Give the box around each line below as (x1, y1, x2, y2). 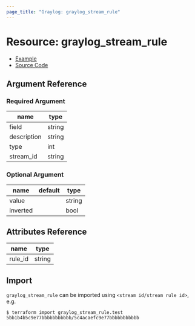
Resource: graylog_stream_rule (6, 34, 168, 48)
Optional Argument (6, 171, 64, 179)
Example (15, 55, 38, 62)
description (9, 132, 42, 141)
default (38, 186, 60, 194)
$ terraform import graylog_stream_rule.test (6, 310, 123, 316)
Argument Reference (6, 79, 87, 89)
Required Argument (6, 97, 65, 105)
